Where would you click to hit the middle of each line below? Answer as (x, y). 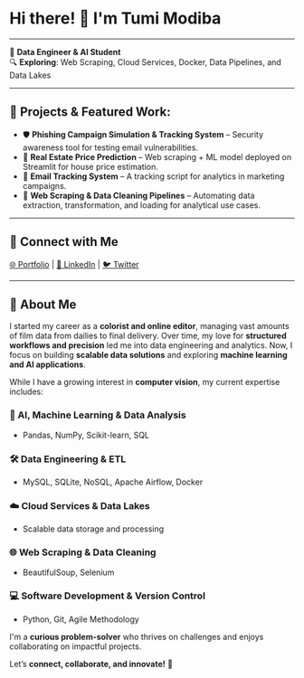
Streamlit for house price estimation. (90, 166)
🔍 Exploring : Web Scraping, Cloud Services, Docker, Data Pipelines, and (146, 61)
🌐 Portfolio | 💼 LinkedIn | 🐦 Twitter (74, 264)
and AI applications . (47, 364)
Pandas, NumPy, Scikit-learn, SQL (85, 435)
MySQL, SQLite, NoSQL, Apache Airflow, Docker (113, 482)
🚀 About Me (43, 304)
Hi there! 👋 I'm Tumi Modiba (115, 19)
